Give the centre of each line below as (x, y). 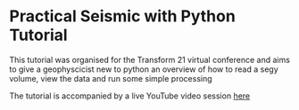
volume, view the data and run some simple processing (111, 78)
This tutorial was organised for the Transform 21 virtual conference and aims (149, 59)
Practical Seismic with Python (123, 16)
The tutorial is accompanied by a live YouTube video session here (130, 96)
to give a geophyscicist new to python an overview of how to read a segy (144, 69)
